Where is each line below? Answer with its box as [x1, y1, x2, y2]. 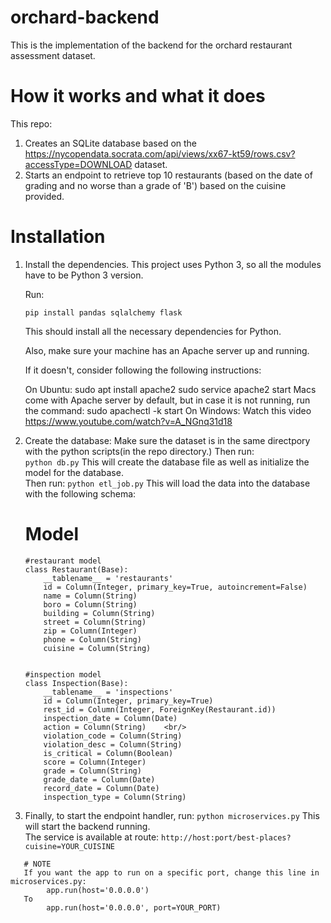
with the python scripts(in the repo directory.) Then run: [24, 445, 255, 457]
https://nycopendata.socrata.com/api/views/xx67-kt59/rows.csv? [24, 147, 296, 160]
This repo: [10, 117, 53, 130]
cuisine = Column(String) [43, 643, 152, 653]
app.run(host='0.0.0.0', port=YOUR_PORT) [46, 902, 222, 913]
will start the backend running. [24, 820, 151, 832]
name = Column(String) [43, 591, 138, 601]
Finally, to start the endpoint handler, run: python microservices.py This [24, 809, 320, 821]
